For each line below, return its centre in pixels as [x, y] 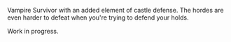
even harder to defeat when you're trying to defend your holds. [98, 17]
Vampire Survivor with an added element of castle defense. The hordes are [115, 10]
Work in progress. [33, 31]
